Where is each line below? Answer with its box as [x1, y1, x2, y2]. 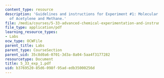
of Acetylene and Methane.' [9, 16, 67, 21]
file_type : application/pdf [5, 25, 62, 30]
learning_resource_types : [5, 30, 58, 34]
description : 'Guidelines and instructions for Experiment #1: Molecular [5, 12, 159, 16]
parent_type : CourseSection [5, 47, 62, 52]
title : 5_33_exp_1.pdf [5, 61, 51, 66]
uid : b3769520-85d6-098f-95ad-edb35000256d [5, 66, 95, 71]
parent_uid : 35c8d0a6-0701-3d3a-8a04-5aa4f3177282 [5, 52, 110, 57]
